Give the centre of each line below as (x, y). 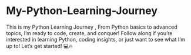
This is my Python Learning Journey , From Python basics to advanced (92, 27)
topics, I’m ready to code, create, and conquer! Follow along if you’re (89, 33)
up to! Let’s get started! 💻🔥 (39, 46)
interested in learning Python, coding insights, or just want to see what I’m (96, 39)
